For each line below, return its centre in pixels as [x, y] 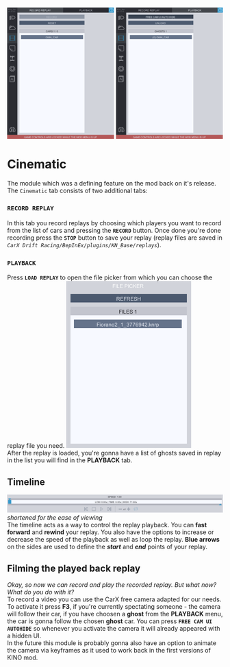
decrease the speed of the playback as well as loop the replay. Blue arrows [114, 540]
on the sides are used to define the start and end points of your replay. [107, 547]
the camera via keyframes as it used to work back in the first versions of [109, 651]
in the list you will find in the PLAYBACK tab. [70, 460]
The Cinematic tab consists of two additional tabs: [77, 190]
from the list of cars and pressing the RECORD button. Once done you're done [114, 230]
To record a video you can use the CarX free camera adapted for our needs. [114, 599]
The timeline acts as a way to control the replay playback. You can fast [107, 525]
